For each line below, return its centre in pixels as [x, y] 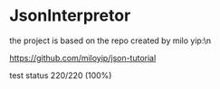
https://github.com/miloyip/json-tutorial [83, 58]
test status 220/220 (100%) [61, 75]
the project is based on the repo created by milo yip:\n [110, 40]
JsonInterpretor [70, 16]
